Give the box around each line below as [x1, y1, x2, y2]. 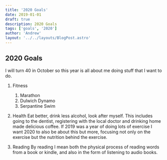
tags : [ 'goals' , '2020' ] [5, 26, 57, 31]
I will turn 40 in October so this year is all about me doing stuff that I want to [5, 67, 162, 73]
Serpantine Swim [20, 103, 56, 109]
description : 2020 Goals [5, 21, 57, 27]
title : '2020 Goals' [5, 7, 49, 13]
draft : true [5, 17, 30, 22]
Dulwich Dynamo [20, 98, 56, 104]
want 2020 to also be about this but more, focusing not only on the [12, 129, 151, 135]
